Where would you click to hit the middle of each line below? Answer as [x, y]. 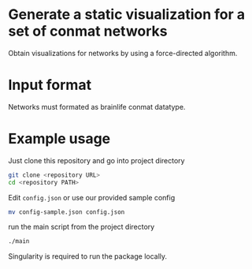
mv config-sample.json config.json [67, 212]
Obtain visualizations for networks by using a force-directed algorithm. [123, 53]
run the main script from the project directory [82, 227]
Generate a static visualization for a [127, 15]
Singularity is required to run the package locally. [88, 256]
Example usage [59, 139]
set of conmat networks [88, 31]
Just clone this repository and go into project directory [96, 160]
